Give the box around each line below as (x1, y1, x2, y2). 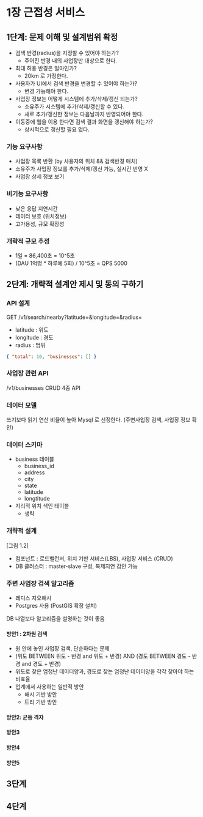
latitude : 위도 (15, 326, 49, 334)
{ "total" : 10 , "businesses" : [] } (6, 353, 97, 360)
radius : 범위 (15, 341, 46, 349)
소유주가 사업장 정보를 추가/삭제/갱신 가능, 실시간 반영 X (15, 165, 148, 173)
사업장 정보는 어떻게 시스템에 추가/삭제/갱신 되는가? (15, 95, 138, 102)
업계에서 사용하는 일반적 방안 (15, 683, 84, 690)
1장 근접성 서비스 (6, 6, 85, 20)
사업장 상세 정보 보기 (15, 173, 65, 181)
